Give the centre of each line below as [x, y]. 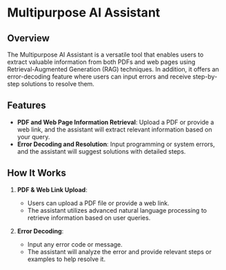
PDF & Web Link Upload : [52, 189]
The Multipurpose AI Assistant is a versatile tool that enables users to [105, 54]
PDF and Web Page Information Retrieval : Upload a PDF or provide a [115, 122]
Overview [29, 38]
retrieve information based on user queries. [89, 218]
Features [27, 106]
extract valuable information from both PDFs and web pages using [101, 62]
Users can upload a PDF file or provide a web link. [99, 203]
